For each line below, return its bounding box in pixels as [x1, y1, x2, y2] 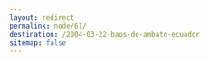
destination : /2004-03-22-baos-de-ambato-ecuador [9, 30, 201, 39]
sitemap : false [9, 38, 67, 48]
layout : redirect [9, 13, 75, 22]
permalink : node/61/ [9, 22, 88, 30]
